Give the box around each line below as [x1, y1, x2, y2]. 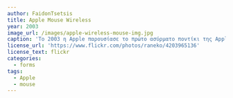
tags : [7, 68, 23, 75]
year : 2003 [7, 23, 39, 30]
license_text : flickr [7, 49, 70, 56]
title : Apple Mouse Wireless [7, 17, 92, 23]
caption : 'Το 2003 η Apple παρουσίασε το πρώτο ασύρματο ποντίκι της [7, 36, 213, 43]
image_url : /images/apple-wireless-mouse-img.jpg [7, 29, 154, 37]
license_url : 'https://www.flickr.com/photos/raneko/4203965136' [7, 42, 200, 49]
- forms [13, 61, 36, 68]
